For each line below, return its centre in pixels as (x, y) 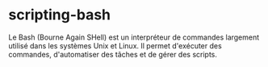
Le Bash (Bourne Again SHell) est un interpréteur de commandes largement (134, 37)
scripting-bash (60, 15)
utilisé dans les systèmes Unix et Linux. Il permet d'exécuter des (115, 45)
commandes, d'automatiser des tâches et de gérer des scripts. (113, 54)
